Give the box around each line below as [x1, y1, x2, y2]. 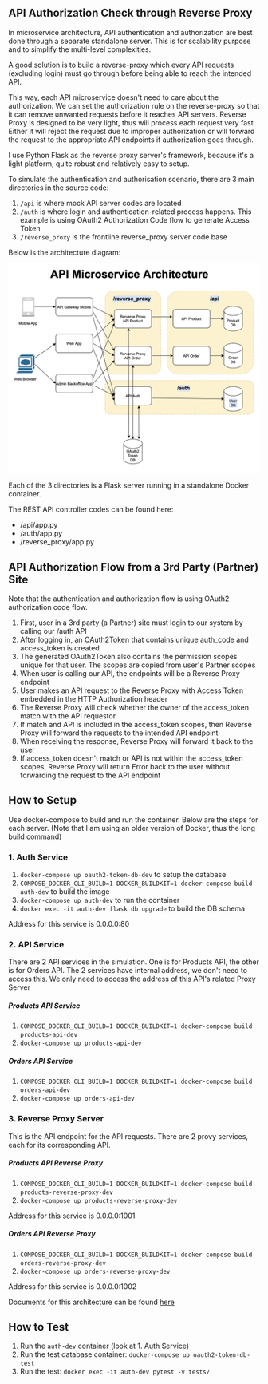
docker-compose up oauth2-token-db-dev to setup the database [19, 870, 227, 880]
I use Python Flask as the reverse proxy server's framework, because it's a [8, 150, 254, 160]
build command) [8, 832, 62, 841]
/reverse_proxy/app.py [19, 537, 94, 547]
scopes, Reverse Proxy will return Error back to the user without [19, 761, 231, 771]
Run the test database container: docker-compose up [19, 1350, 190, 1359]
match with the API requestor [19, 710, 116, 721]
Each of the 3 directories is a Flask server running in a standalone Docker [8, 480, 250, 490]
